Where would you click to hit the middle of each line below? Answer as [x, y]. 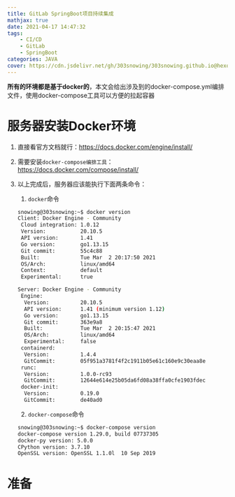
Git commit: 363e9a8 [63, 322]
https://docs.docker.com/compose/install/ [78, 169]
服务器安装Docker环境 [72, 126]
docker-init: [40, 387]
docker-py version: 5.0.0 [55, 440]
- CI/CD [31, 40]
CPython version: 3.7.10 [54, 447]
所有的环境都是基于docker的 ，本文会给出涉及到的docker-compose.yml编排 [116, 86]
